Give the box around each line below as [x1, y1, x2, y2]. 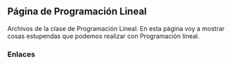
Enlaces [7, 49, 35, 59]
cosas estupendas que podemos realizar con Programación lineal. [7, 32, 200, 40]
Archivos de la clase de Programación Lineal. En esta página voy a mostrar [7, 24, 225, 32]
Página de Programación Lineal [7, 6, 147, 18]
